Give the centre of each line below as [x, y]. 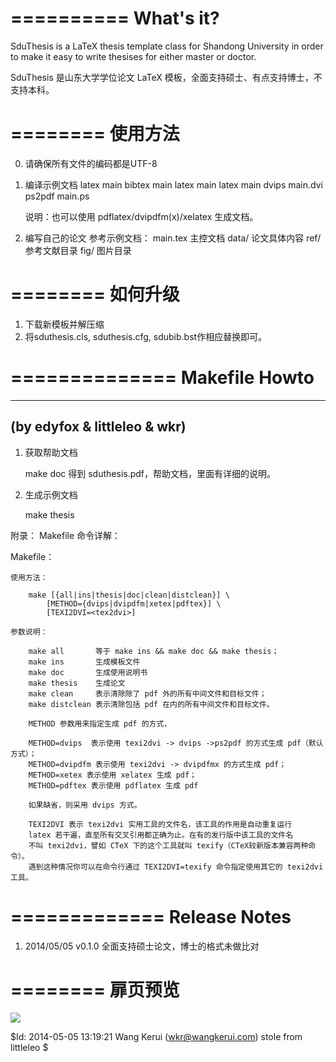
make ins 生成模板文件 [84, 662]
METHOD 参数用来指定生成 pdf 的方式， [100, 723]
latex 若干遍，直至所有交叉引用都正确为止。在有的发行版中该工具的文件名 [161, 835]
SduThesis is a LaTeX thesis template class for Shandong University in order [167, 46]
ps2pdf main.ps [57, 196]
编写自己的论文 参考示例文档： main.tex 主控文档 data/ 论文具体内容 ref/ [173, 238]
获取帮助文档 [51, 452]
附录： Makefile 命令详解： [66, 535]
